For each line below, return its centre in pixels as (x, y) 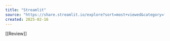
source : (13, 15)
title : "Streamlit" (26, 10)
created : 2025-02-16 (27, 19)
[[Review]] (16, 34)
